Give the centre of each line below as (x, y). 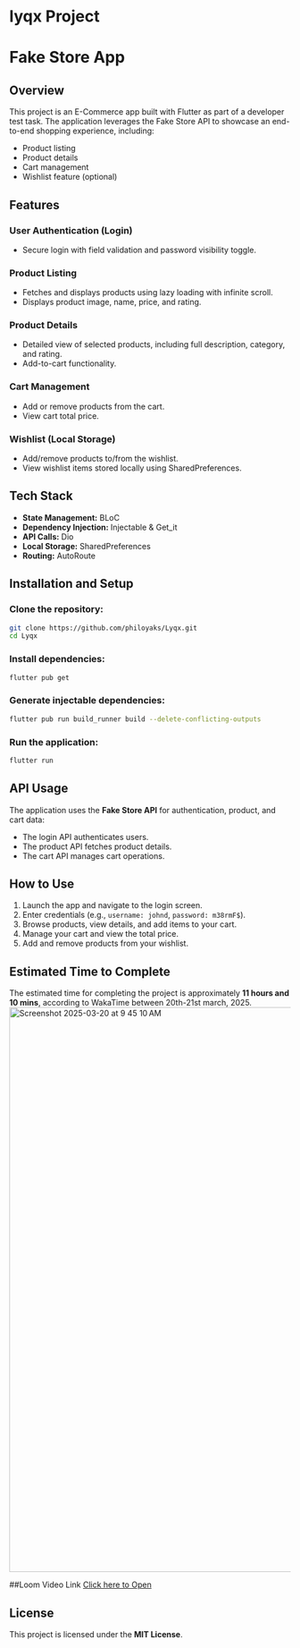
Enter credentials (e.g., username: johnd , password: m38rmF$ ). (134, 915)
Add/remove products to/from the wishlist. (100, 459)
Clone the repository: (57, 609)
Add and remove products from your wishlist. (105, 943)
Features (34, 204)
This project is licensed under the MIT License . (96, 1635)
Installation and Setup (71, 584)
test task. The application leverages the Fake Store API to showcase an (140, 122)
